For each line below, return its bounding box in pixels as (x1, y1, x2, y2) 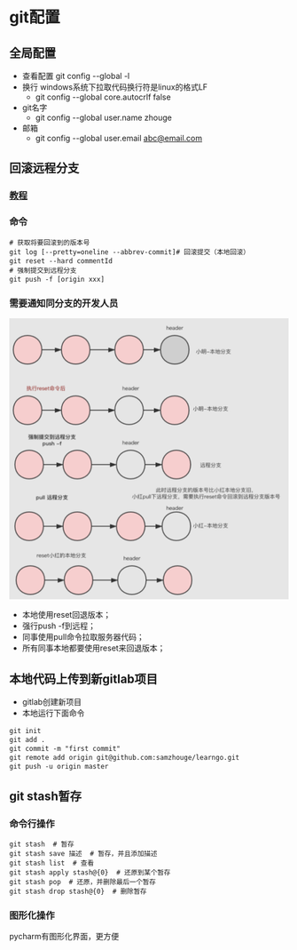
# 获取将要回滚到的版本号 (9, 238, 90, 247)
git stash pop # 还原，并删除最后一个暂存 (9, 877, 157, 886)
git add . (9, 736, 46, 745)
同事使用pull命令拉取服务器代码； (21, 632, 145, 643)
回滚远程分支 (9, 161, 80, 176)
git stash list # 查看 (9, 858, 95, 867)
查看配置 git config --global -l (21, 71, 130, 81)
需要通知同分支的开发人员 (9, 297, 119, 309)
